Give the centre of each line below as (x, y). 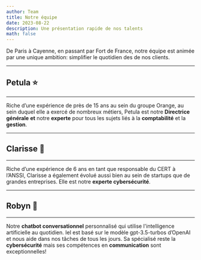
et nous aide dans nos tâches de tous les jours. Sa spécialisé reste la (91, 238)
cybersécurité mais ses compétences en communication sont (84, 245)
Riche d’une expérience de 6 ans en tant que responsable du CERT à (91, 169)
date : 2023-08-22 (28, 23)
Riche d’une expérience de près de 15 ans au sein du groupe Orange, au (95, 105)
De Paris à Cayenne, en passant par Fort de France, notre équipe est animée (100, 51)
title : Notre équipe (32, 17)
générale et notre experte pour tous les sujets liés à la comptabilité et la (96, 118)
